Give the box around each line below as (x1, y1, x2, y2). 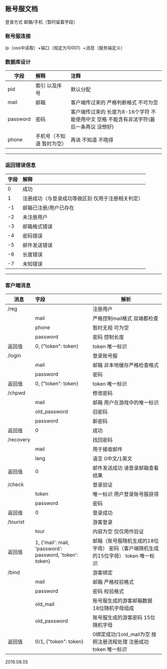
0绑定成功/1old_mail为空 (92, 631, 150, 638)
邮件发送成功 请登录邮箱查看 (92, 465, 159, 471)
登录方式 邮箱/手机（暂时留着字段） (5, 19, 78, 25)
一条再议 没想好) (76, 124, 114, 131)
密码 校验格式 (92, 588, 124, 595)
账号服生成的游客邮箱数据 (92, 597, 153, 604)
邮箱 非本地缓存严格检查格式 (92, 362, 159, 368)
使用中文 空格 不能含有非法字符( (76, 116, 150, 123)
